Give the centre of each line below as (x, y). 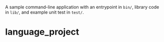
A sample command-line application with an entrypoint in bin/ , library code (82, 7)
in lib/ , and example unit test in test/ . (44, 12)
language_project (42, 32)
